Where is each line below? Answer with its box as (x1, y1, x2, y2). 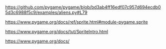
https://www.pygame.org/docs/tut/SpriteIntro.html (5, 29, 109, 34)
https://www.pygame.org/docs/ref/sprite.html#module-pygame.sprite (5, 19, 148, 25)
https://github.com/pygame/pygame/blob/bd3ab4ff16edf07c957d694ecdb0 (5, 4, 161, 10)
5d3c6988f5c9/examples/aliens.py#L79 (5, 9, 88, 15)
